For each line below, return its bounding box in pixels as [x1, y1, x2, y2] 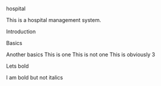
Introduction [6, 28, 36, 35]
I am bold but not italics [6, 74, 63, 81]
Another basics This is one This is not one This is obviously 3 [6, 51, 156, 58]
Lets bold [6, 62, 29, 69]
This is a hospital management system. [6, 17, 102, 23]
